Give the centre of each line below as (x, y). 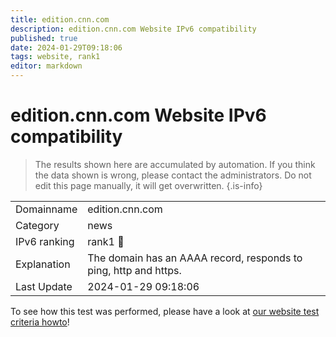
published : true (44, 38)
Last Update (44, 286)
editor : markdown (46, 66)
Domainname (46, 209)
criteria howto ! (40, 322)
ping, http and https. (134, 270)
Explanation (43, 264)
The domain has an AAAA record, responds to (195, 258)
